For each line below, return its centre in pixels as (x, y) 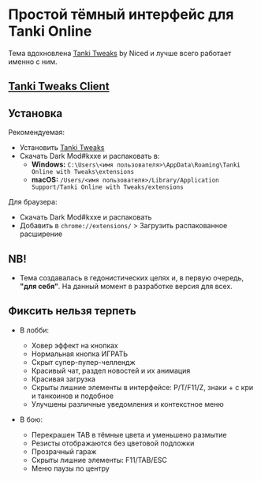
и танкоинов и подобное (73, 396)
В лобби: (34, 330)
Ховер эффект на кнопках (75, 345)
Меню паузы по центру (71, 468)
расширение (41, 234)
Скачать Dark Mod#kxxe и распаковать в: (89, 156)
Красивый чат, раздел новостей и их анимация (111, 370)
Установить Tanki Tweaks (62, 148)
